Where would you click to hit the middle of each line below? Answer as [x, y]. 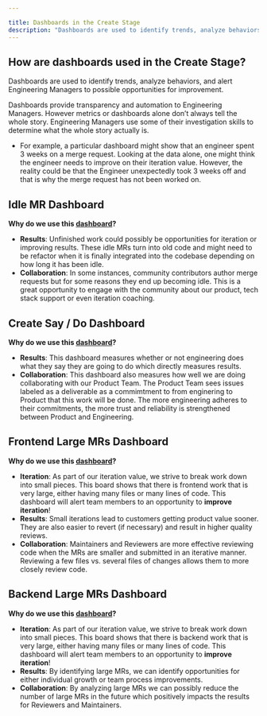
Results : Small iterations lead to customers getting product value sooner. [139, 518]
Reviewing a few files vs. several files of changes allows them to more [134, 560]
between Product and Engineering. [77, 416]
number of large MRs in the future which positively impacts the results [135, 696]
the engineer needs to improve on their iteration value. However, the [131, 163]
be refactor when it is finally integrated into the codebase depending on [137, 256]
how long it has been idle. [62, 265]
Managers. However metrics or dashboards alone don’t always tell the [123, 114]
